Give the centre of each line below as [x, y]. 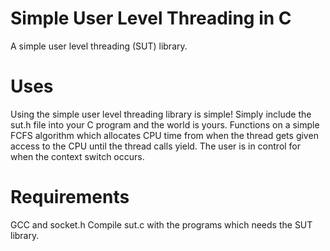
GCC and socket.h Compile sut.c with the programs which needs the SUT [161, 224]
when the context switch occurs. [77, 156]
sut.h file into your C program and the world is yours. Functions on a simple [165, 124]
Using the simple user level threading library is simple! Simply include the [161, 114]
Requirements [70, 197]
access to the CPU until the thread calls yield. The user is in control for [156, 146]
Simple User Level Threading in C [151, 18]
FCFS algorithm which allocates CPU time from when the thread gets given [164, 135]
